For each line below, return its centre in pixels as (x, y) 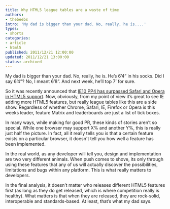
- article (16, 43)
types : (12, 29)
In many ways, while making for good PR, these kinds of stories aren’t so (81, 122)
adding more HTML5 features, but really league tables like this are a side (81, 102)
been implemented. (25, 144)
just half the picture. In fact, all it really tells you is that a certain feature (79, 133)
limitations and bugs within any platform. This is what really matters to (78, 170)
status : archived (24, 62)
